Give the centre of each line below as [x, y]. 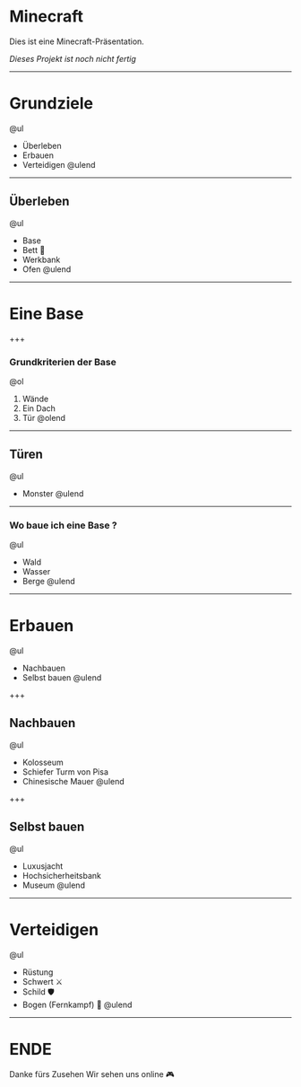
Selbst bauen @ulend [62, 677]
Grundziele [52, 104]
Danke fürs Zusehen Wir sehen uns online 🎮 [92, 1074]
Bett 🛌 [34, 250]
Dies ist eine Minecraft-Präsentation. [77, 41]
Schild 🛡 [39, 991]
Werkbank [41, 259]
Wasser [36, 572]
